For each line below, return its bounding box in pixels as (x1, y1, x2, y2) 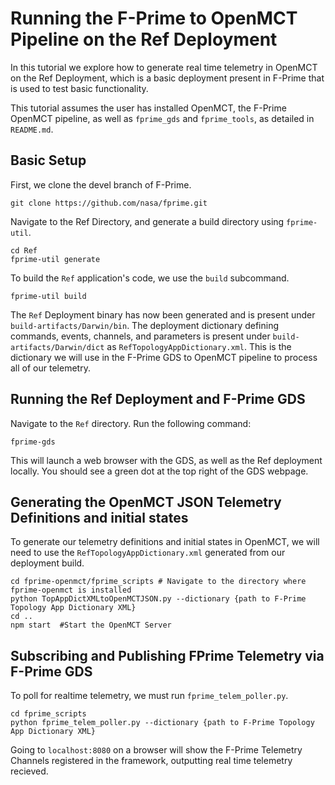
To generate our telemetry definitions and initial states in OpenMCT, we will (10, 536, 320, 548)
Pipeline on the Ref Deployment (10, 28, 278, 51)
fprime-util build (10, 291, 87, 301)
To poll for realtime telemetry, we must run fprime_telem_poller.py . (10, 690, 289, 702)
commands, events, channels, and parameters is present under (10, 330, 271, 342)
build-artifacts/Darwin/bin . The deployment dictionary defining (10, 319, 280, 331)
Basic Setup (10, 152, 87, 169)
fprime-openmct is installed (10, 585, 132, 596)
